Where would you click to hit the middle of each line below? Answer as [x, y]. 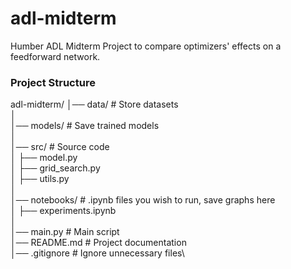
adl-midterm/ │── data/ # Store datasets [94, 104]
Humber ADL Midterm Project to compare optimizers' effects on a [146, 46]
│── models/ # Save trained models [85, 126]
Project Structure [53, 82]
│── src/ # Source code [60, 147]
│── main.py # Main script [65, 232]
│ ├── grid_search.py [55, 168]
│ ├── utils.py [40, 179]
